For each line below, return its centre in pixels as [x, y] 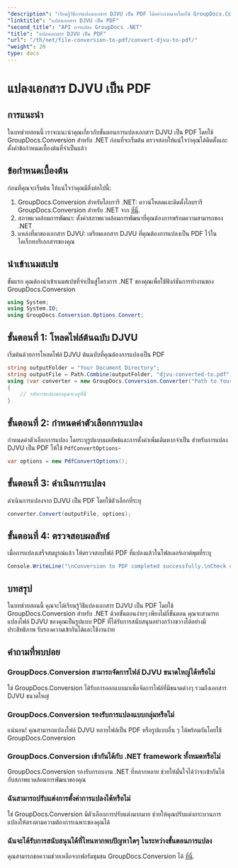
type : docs [23, 54]
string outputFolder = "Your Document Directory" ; [84, 368]
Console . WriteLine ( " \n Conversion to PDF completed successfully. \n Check [117, 567]
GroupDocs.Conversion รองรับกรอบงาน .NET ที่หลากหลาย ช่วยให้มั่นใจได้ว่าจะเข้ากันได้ [116, 772]
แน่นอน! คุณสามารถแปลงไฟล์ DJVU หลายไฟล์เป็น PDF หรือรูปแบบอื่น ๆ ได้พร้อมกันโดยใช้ [114, 730]
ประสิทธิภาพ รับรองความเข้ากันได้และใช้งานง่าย [61, 630]
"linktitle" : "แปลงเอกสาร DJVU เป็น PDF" [63, 21]
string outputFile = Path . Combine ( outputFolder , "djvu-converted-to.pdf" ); [121, 374]
